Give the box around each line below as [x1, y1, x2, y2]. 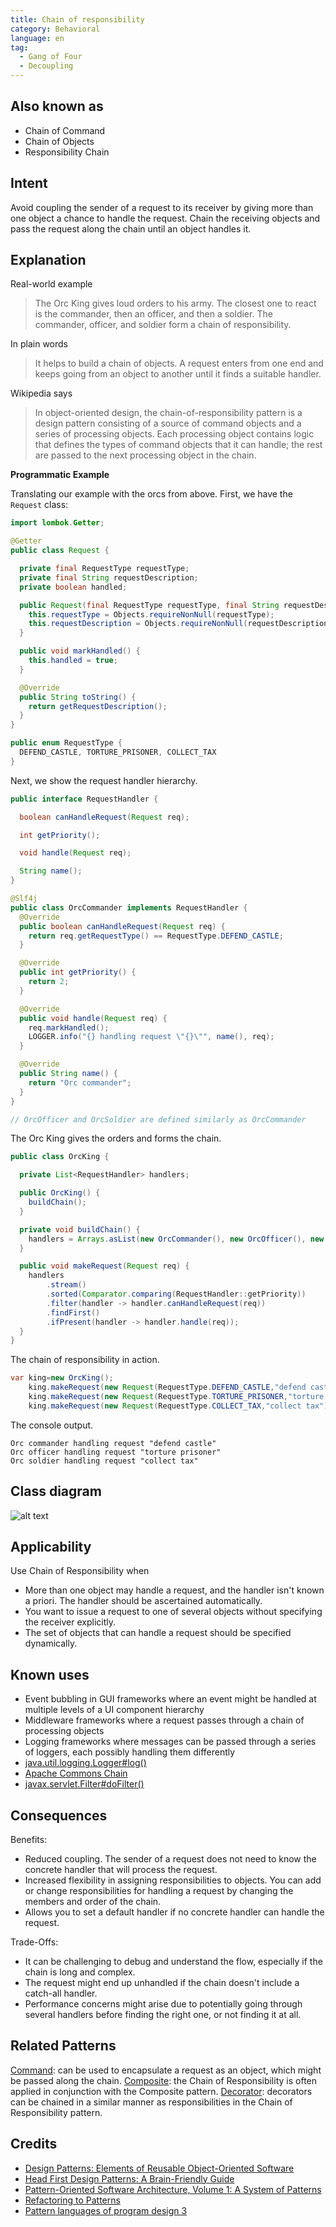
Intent [10, 175, 48, 192]
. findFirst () [46, 1307, 101, 1318]
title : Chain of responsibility [10, 14, 145, 25]
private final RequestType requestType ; [19, 564, 190, 574]
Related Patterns [10, 2037, 117, 2055]
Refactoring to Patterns [24, 2194, 121, 2206]
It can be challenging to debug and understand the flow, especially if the [24, 1956, 323, 1968]
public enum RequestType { [10, 738, 123, 748]
